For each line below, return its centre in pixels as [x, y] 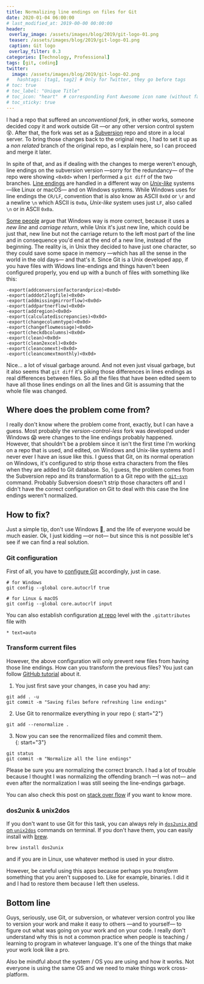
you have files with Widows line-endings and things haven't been [88, 266]
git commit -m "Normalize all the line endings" [69, 759]
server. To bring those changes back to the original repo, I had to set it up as [102, 139]
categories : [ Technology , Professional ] [58, 57]
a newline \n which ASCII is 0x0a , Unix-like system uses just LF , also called [99, 202]
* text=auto [21, 633]
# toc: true [21, 86]
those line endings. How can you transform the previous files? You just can [100, 667]
